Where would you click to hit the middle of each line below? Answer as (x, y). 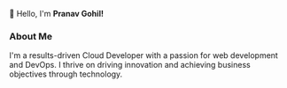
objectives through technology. (66, 74)
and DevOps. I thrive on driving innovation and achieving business (130, 65)
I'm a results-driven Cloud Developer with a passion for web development (144, 55)
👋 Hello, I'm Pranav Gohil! (57, 14)
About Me (31, 36)
